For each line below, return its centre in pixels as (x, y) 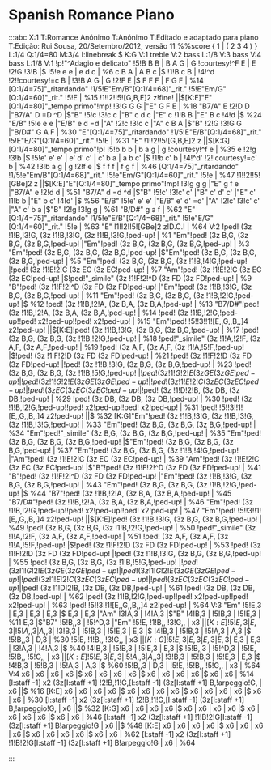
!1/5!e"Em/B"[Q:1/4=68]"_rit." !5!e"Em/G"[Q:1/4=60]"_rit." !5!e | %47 (122, 175)
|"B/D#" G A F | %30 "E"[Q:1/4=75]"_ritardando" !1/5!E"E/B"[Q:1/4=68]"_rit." (135, 132)
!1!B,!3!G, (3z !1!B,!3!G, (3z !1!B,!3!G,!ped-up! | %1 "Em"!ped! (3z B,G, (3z (129, 235)
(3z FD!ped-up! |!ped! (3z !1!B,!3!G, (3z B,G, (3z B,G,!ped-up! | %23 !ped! (130, 364)
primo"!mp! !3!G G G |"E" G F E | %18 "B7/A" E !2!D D (162, 106)
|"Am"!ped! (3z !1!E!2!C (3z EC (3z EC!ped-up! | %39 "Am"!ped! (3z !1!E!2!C (134, 458)
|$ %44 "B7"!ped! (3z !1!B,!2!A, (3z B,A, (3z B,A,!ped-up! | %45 (126, 493)
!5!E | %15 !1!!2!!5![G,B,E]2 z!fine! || (123, 97)
